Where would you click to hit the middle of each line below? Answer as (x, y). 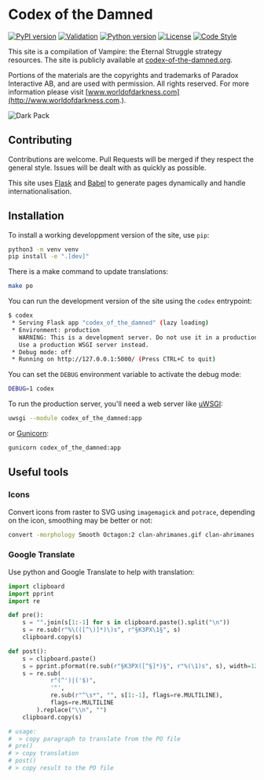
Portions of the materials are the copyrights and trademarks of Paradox (123, 75)
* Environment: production (56, 330)
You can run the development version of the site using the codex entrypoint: (130, 301)
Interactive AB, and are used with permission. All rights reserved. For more (129, 83)
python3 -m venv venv (44, 250)
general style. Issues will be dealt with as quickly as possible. (107, 168)
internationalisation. (40, 191)
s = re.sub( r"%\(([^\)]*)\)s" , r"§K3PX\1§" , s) (101, 630)
